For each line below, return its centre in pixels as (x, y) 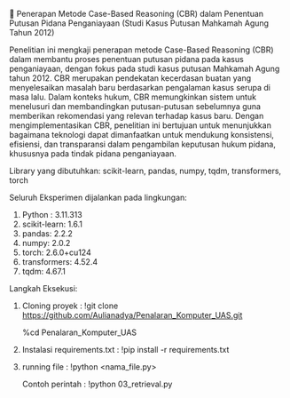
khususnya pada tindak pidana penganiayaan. (93, 154)
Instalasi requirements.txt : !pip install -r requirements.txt (125, 350)
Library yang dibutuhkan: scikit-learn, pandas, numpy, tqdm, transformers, (145, 171)
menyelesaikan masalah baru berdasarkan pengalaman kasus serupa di (140, 88)
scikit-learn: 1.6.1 (52, 224)
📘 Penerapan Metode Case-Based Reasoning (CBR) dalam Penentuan (137, 14)
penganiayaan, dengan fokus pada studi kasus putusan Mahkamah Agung (145, 68)
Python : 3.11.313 (52, 215)
